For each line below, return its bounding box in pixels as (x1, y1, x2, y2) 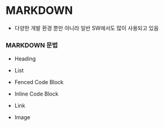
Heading (14, 55, 36, 62)
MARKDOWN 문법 (5, 41, 58, 49)
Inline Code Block (14, 90, 59, 97)
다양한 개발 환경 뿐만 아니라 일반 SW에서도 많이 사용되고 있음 (14, 24, 159, 31)
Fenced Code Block (14, 79, 64, 86)
